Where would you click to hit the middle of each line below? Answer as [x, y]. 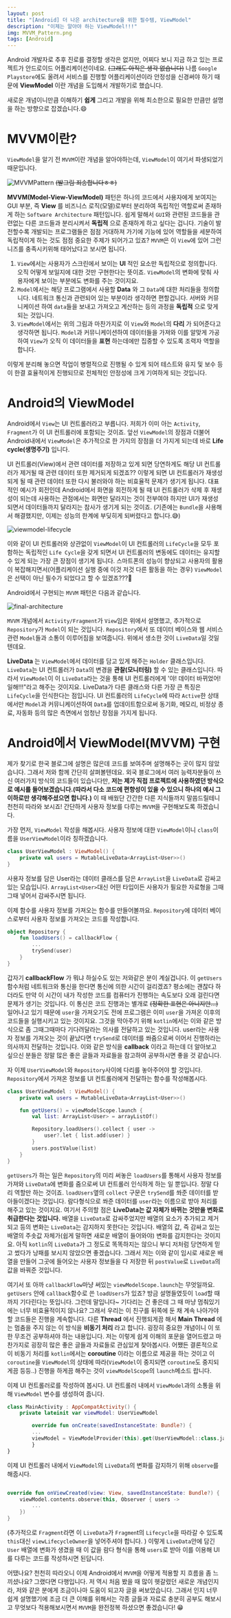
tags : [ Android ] [30, 39]
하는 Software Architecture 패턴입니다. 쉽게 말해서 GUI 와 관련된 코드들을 [113, 215]
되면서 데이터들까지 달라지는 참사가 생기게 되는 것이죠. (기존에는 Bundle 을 [106, 507]
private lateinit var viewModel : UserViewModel [89, 1413]
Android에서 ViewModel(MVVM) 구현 [114, 743]
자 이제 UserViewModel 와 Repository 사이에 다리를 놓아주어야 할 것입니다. [105, 1070]
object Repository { [37, 932]
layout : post [26, 13]
